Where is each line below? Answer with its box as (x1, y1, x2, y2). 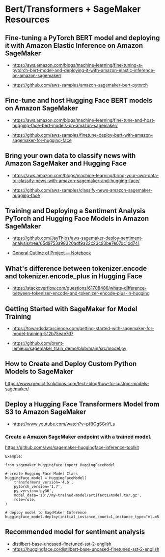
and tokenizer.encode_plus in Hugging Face (5, 272, 142, 280)
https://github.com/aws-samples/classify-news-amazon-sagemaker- (12, 187, 153, 193)
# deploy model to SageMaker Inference (5, 510, 87, 515)
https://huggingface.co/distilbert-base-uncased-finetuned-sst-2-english (12, 546, 160, 552)
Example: (5, 454, 23, 459)
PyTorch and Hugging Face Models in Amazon (5, 215, 149, 223)
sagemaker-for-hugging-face (12, 137, 72, 143)
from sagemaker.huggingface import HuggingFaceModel (5, 462, 115, 467)
